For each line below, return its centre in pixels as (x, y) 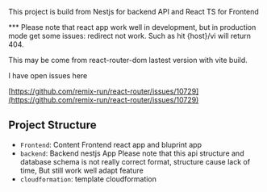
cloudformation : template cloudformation (88, 179)
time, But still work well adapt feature (81, 170)
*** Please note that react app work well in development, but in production (132, 27)
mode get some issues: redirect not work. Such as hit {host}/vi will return (130, 36)
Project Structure (52, 125)
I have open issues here (48, 75)
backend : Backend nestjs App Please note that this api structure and (132, 153)
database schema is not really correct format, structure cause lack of (135, 161)
